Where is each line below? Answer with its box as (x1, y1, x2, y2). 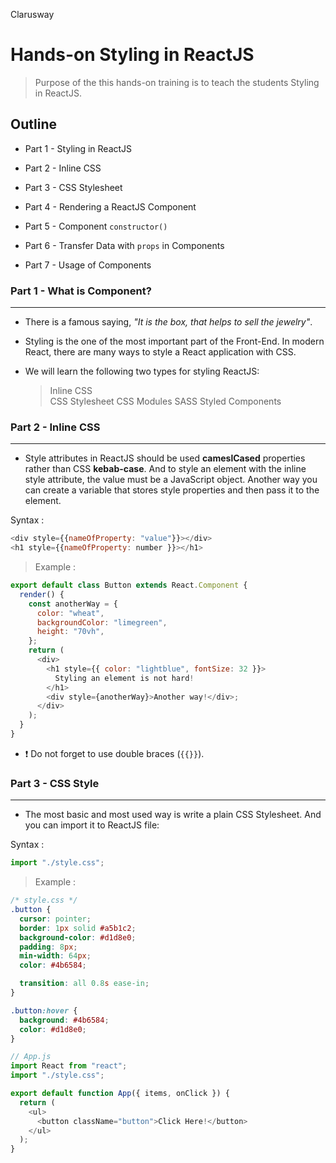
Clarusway (10, 9, 55, 20)
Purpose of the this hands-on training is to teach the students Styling (34, 76, 320, 88)
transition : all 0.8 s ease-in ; (19, 979, 150, 989)
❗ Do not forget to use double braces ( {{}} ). (24, 747, 205, 759)
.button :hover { (10, 1005, 78, 1016)
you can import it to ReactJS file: (24, 819, 160, 831)
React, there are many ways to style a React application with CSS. (24, 346, 297, 358)
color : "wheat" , (36, 608, 105, 618)
